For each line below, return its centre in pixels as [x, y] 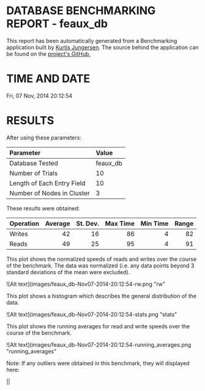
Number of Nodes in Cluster [50, 193]
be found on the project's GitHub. [48, 53]
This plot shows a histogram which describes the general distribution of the [102, 296]
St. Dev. [88, 223]
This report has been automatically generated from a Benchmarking [92, 41]
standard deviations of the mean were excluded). [68, 272]
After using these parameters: [44, 137]
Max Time [120, 223]
